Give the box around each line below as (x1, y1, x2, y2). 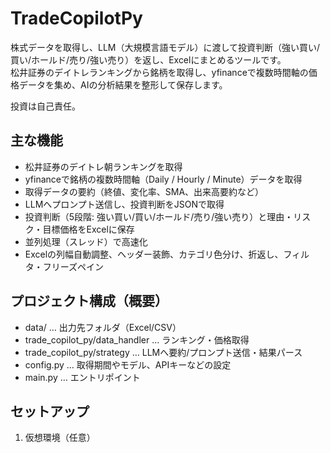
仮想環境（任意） (24, 432, 96, 444)
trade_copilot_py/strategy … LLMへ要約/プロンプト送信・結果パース (24, 346, 303, 358)
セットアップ (10, 403, 90, 420)
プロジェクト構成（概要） (10, 293, 168, 310)
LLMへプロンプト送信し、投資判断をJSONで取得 (24, 198, 225, 210)
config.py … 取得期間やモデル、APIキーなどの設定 (24, 358, 232, 371)
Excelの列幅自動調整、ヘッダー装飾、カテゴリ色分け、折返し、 (24, 248, 284, 260)
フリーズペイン (42, 260, 105, 272)
